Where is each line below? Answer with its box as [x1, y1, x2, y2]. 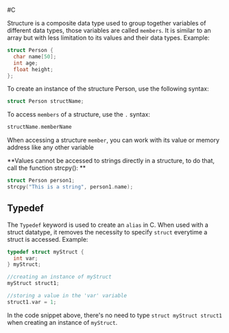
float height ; [13, 66, 53, 73]
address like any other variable [7, 143, 94, 151]
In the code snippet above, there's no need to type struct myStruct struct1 [7, 311, 223, 319]
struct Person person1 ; [7, 177, 75, 184]
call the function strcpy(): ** [7, 164, 86, 172]
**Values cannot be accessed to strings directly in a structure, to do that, [7, 157, 215, 165]
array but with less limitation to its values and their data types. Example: [7, 34, 210, 42]
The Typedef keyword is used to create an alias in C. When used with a [7, 221, 209, 229]
